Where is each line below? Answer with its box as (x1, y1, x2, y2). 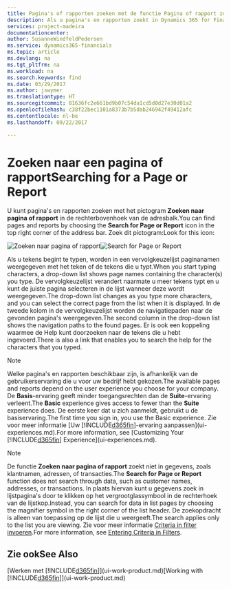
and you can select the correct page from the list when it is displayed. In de (7, 299, 221, 307)
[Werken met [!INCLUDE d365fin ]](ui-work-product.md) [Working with (7, 566, 203, 575)
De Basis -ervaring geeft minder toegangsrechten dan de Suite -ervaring (7, 392, 212, 400)
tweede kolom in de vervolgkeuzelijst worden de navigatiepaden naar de (7, 307, 213, 315)
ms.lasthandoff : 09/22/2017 (7, 118, 88, 126)
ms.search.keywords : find (7, 74, 81, 81)
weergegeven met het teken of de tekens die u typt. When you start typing (7, 262, 217, 271)
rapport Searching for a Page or (7, 169, 188, 185)
